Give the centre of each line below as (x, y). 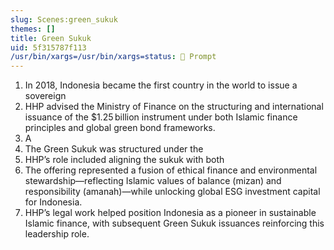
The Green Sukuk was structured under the (114, 149)
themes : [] (33, 29)
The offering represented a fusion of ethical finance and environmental (171, 170)
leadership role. (57, 234)
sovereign (45, 96)
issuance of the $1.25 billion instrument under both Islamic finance (161, 117)
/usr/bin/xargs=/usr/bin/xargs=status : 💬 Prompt (113, 57)
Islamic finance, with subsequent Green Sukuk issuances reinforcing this (174, 223)
